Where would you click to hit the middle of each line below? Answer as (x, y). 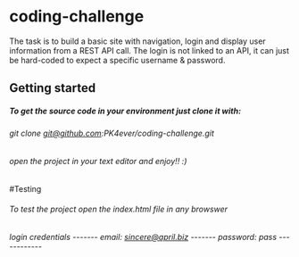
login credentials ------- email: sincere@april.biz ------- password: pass (143, 236)
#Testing (25, 188)
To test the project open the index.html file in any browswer (119, 209)
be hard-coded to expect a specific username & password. (117, 60)
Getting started (53, 88)
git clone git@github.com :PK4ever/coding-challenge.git (112, 133)
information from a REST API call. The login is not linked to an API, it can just (149, 50)
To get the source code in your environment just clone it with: (125, 111)
